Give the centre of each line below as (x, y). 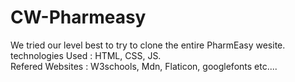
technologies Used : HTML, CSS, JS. (86, 55)
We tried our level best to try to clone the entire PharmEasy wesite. (148, 45)
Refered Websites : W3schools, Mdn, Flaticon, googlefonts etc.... (144, 66)
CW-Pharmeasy (78, 17)
